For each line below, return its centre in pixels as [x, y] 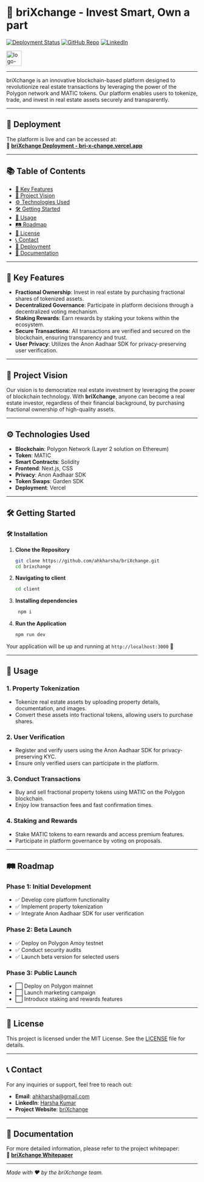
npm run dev [30, 635]
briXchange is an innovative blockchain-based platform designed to [91, 80]
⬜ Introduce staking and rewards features [69, 999]
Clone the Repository [42, 550]
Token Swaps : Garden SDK [49, 481]
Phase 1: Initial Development [49, 886]
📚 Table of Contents [46, 171]
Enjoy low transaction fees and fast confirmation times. [84, 805]
